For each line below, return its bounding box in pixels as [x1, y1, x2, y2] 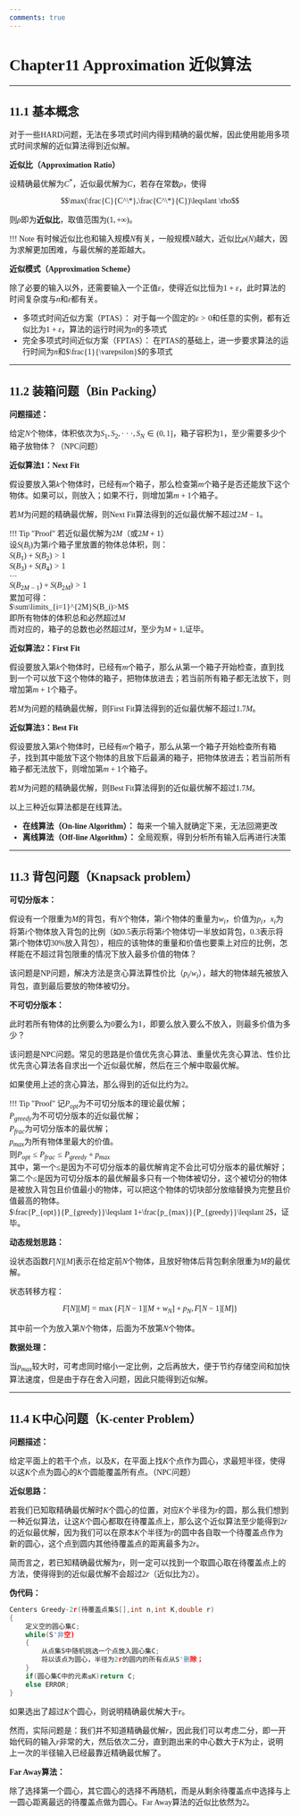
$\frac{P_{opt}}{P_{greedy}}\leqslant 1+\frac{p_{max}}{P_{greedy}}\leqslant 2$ [9, 1207, 274, 1217]
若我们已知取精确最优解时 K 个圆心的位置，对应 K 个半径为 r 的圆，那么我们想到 [9, 1505, 289, 1515]
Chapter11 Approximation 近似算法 [9, 55, 252, 74]
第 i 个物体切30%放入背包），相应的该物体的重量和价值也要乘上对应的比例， [9, 938, 280, 948]
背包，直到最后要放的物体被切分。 [9, 981, 135, 991]
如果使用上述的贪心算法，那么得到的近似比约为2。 [9, 1079, 194, 1089]
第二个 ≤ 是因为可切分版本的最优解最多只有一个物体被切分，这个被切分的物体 [9, 1173, 287, 1183]
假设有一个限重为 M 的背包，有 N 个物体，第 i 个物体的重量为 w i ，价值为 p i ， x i [9, 914, 277, 926]
